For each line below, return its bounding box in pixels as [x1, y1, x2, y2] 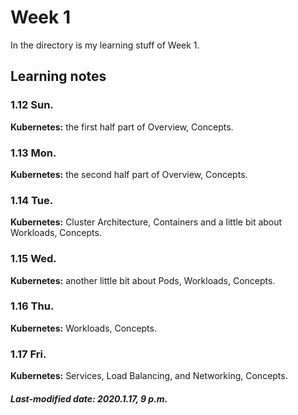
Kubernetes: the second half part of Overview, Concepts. [10, 168, 248, 180]
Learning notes [10, 68, 107, 85]
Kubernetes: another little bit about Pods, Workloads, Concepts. [10, 274, 276, 286]
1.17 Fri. [10, 347, 47, 361]
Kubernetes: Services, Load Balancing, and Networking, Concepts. [10, 370, 288, 382]
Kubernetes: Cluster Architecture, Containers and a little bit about [10, 216, 283, 228]
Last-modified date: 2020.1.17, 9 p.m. [10, 392, 168, 405]
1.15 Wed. [10, 252, 57, 266]
